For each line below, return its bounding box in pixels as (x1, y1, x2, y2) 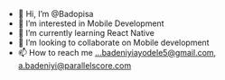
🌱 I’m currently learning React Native (17, 28, 155, 38)
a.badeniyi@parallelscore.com (17, 60, 132, 71)
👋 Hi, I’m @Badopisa (17, 9, 94, 19)
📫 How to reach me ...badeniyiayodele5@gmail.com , (17, 48, 217, 58)
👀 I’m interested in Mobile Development (17, 18, 164, 29)
